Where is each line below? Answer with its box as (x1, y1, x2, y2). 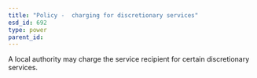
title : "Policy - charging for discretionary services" (8, 11, 199, 19)
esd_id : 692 (8, 19, 47, 27)
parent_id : (8, 33, 44, 41)
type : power (8, 26, 47, 34)
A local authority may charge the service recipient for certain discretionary (8, 55, 250, 64)
